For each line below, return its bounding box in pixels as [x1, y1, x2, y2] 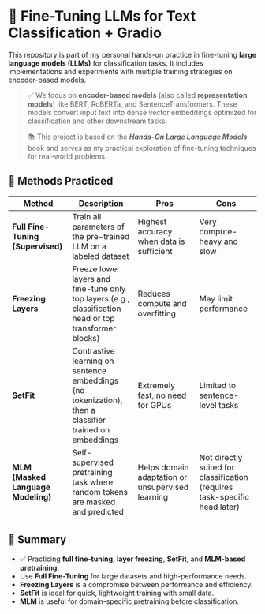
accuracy [137, 226, 173, 237]
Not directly [199, 451, 243, 462]
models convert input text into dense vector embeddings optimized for [27, 107, 257, 117]
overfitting [137, 308, 176, 319]
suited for [199, 462, 235, 473]
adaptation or [137, 471, 188, 482]
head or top [72, 313, 116, 324]
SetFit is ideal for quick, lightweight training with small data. [19, 588, 215, 597]
